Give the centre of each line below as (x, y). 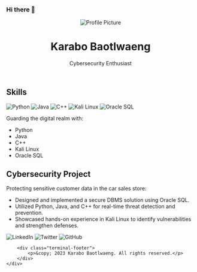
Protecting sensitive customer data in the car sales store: (76, 189)
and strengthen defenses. (47, 226)
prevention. (29, 213)
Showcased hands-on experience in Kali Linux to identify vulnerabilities (103, 219)
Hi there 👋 (21, 10)
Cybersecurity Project (49, 174)
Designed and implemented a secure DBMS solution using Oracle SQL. (102, 200)
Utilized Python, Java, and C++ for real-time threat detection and (95, 207)
